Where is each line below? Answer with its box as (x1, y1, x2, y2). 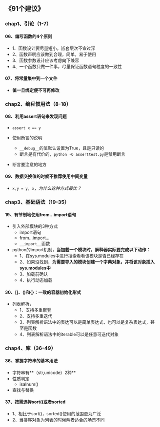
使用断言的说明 (12, 134, 42, 140)
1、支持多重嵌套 (19, 307, 52, 313)
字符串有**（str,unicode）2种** (12, 370, 76, 375)
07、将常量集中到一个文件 (5, 75, 58, 81)
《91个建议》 (5, 4, 44, 13)
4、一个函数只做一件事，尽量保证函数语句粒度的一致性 (12, 63, 122, 69)
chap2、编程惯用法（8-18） (5, 100, 72, 107)
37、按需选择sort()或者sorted (5, 399, 66, 405)
